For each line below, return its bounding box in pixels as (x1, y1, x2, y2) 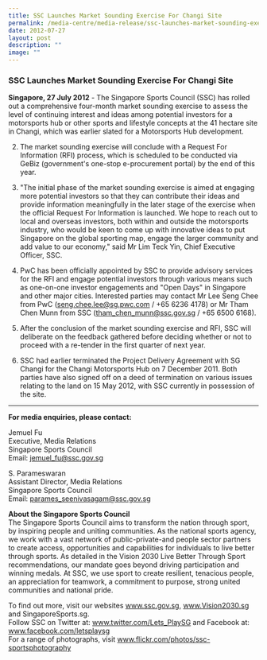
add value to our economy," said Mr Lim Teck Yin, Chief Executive (19, 242, 236, 251)
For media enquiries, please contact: (8, 413, 132, 422)
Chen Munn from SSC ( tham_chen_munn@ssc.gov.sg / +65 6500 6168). (19, 308, 257, 318)
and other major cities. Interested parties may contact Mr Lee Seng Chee (19, 291, 259, 301)
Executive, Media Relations (8, 437, 97, 446)
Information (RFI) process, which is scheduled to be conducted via (19, 150, 238, 160)
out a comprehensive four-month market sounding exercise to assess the (8, 101, 249, 111)
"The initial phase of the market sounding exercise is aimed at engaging (19, 183, 255, 192)
